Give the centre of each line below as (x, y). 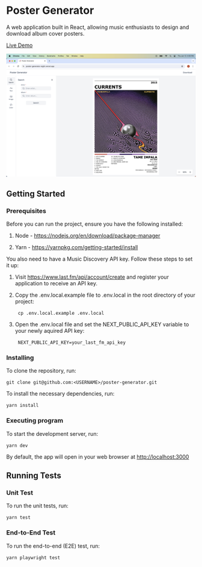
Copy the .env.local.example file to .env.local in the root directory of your (105, 295)
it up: (13, 265)
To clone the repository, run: (41, 371)
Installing (20, 358)
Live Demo (20, 45)
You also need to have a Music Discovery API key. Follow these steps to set (99, 259)
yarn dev (17, 445)
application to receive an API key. (56, 283)
